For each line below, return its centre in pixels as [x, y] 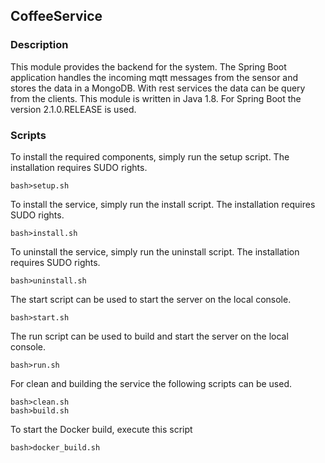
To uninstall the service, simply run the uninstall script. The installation [155, 251]
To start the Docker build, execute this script [101, 429]
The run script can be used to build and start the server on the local [149, 336]
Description [39, 45]
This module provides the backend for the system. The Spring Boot [148, 66]
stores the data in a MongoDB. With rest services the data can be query [158, 88]
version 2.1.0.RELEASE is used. [73, 109]
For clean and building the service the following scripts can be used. [151, 383]
